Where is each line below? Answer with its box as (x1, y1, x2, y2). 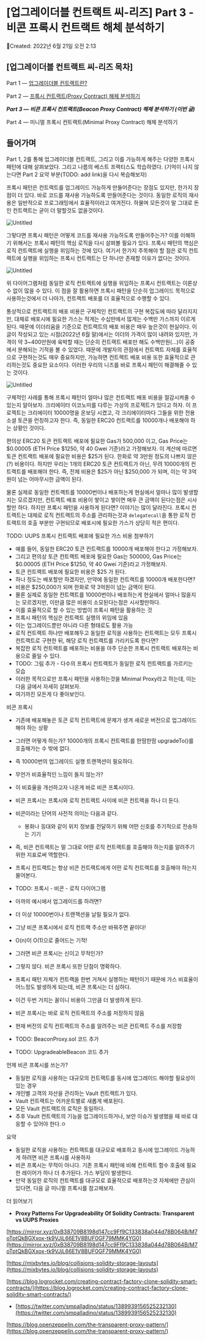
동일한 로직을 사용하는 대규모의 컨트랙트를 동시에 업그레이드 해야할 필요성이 (15, 1074, 196, 1082)
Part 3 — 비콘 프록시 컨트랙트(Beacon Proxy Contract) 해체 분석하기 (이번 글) (6, 105, 195, 113)
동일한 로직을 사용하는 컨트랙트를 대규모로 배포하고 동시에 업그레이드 (15, 1146, 179, 1153)
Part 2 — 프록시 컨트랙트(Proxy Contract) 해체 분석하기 (6, 92, 141, 100)
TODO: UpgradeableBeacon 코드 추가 (15, 1048, 109, 1055)
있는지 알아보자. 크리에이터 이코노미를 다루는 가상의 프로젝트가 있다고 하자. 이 (6, 401, 191, 409)
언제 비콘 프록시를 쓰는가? (6, 1061, 69, 1068)
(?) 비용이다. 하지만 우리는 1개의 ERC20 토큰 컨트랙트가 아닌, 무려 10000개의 (6, 460, 190, 467)
